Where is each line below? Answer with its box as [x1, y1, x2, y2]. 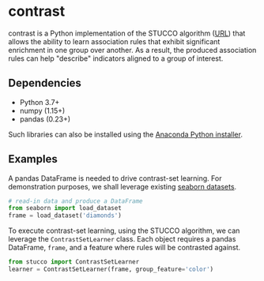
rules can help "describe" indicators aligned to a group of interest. [8, 54, 224, 63]
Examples [8, 152, 58, 166]
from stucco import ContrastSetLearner [8, 258, 140, 266]
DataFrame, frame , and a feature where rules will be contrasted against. [8, 243, 241, 253]
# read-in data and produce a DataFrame [8, 197, 144, 205]
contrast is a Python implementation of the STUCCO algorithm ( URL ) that [8, 28, 246, 38]
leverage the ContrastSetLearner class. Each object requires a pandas [8, 234, 236, 244]
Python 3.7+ [19, 97, 60, 107]
